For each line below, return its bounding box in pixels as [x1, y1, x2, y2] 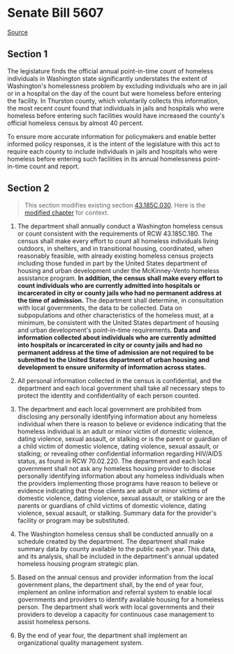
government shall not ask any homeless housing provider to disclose [17, 464, 215, 472]
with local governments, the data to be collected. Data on [17, 303, 183, 312]
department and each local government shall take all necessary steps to [17, 384, 226, 392]
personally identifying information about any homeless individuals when [17, 472, 225, 480]
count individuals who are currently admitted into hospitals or [17, 281, 200, 289]
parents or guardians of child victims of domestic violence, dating [17, 501, 207, 509]
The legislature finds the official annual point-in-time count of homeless [7, 66, 214, 75]
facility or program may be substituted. [17, 516, 130, 525]
